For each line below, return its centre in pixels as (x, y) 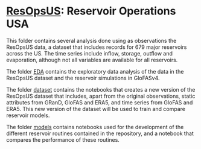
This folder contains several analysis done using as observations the (91, 40)
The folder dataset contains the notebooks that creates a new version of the (101, 89)
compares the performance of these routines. (63, 139)
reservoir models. (28, 115)
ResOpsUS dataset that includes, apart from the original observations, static (101, 96)
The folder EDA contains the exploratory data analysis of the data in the (95, 71)
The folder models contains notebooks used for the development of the (95, 127)
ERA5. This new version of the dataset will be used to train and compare (96, 109)
